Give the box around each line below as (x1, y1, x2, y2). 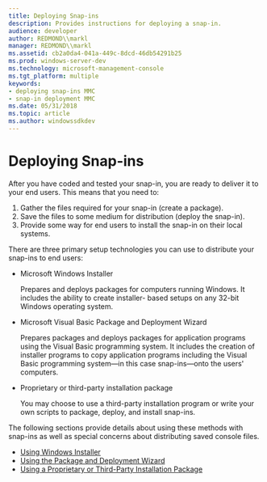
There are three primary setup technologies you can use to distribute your (8, 244, 254, 254)
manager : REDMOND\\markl (8, 42, 92, 50)
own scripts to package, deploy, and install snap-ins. (19, 407, 196, 416)
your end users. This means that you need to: (8, 187, 160, 197)
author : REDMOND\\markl (8, 34, 89, 43)
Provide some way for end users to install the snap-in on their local (19, 220, 244, 230)
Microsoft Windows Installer (19, 268, 114, 278)
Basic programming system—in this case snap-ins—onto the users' (19, 358, 244, 368)
